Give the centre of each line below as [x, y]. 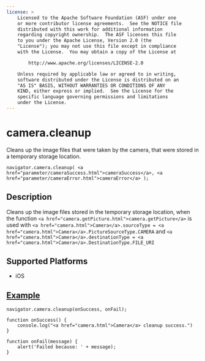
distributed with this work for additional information [90, 29]
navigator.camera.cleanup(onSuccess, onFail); [67, 310]
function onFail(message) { [42, 342]
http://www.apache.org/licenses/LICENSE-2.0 [86, 63]
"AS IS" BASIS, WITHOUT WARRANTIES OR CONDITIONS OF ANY [91, 85]
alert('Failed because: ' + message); [67, 347]
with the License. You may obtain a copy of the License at [97, 52]
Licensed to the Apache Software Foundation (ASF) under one [97, 18]
